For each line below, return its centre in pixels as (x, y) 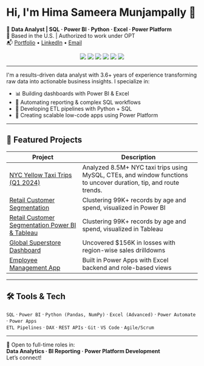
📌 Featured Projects (44, 140)
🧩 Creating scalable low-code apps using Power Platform (87, 115)
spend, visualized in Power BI (124, 207)
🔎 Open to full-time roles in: (41, 344)
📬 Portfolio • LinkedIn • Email (44, 43)
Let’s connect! (24, 357)
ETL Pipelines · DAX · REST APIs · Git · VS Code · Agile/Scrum (80, 327)
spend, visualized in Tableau (123, 229)
